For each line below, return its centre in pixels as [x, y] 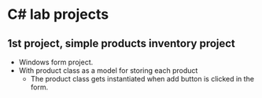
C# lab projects [58, 15]
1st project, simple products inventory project [121, 44]
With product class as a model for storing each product [108, 71]
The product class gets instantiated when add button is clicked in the [142, 79]
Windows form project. [56, 62]
